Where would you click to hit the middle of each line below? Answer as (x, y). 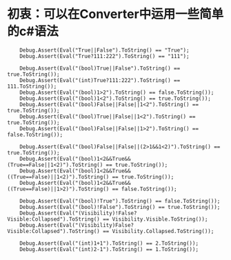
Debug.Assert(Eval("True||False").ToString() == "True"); (104, 50)
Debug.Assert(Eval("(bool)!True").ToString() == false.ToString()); (120, 201)
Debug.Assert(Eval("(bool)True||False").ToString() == (100, 68)
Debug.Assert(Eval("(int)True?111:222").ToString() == (100, 80)
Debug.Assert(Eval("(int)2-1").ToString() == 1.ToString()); (109, 249)
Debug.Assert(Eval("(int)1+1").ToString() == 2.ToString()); (109, 243)
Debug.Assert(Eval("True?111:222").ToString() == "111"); (104, 56)
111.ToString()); (32, 86)
